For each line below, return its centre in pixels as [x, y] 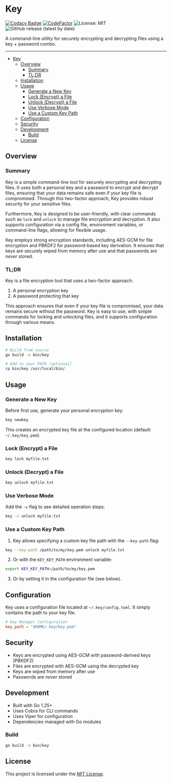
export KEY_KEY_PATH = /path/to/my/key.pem [50, 569]
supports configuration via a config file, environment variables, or [74, 224]
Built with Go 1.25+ [33, 705]
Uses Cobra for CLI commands [45, 711]
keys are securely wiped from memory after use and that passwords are [81, 251]
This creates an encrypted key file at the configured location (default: [79, 429]
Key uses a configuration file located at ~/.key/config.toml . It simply [78, 607]
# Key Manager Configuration [36, 622]
